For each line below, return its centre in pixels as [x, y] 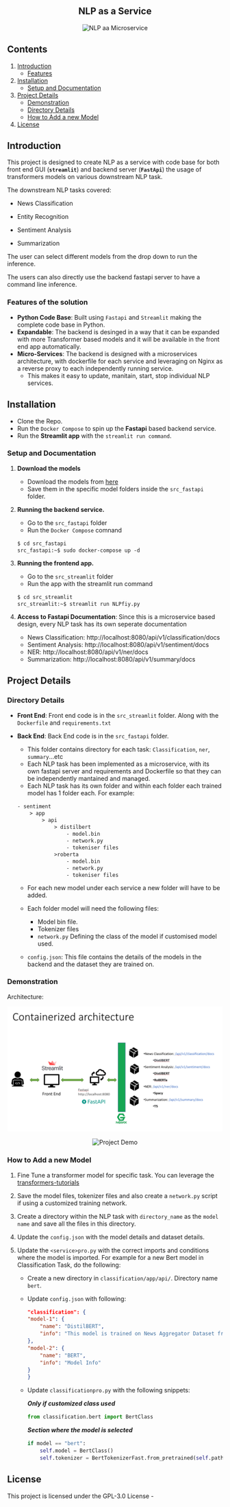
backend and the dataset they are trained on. [91, 964]
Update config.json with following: [77, 1298]
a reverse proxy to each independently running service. [95, 368]
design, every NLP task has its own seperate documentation [102, 624]
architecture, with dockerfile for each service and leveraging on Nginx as [120, 361]
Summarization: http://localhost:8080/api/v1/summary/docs [111, 659]
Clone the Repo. [40, 421]
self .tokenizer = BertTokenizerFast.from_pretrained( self [124, 1458]
